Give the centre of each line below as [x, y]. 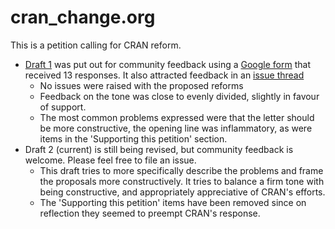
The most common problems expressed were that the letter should [177, 117]
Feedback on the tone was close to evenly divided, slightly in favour [179, 96]
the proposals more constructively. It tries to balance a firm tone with [182, 181]
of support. [63, 107]
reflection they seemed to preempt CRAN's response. [150, 213]
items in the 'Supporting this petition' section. [133, 138]
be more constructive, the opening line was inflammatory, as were [176, 128]
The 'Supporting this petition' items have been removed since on [173, 202]
